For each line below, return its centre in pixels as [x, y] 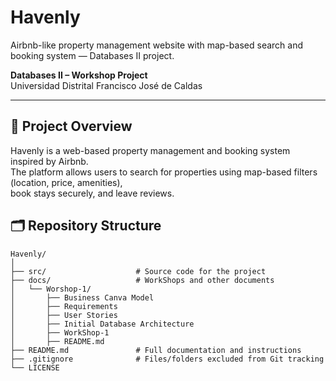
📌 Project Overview [71, 126]
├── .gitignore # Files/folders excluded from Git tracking [167, 359]
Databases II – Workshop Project [79, 75]
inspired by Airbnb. [49, 161]
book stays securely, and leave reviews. [92, 193]
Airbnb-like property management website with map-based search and [157, 45]
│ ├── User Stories [64, 315]
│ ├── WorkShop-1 [60, 332]
